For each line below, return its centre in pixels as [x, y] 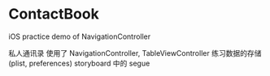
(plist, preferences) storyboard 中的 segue [79, 63]
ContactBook [54, 14]
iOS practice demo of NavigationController [80, 36]
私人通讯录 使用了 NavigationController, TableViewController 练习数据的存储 [135, 53]
